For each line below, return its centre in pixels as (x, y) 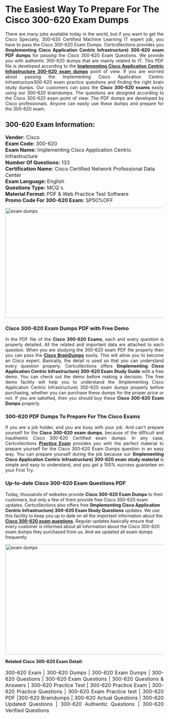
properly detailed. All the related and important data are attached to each (84, 345)
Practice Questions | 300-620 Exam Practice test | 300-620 (90, 691)
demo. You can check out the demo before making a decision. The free (84, 377)
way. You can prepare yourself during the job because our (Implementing (84, 454)
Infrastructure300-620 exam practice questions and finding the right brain (84, 82)
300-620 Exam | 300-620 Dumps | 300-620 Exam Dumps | (78, 672)
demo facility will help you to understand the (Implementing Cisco (84, 382)
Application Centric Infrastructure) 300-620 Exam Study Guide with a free (84, 372)
